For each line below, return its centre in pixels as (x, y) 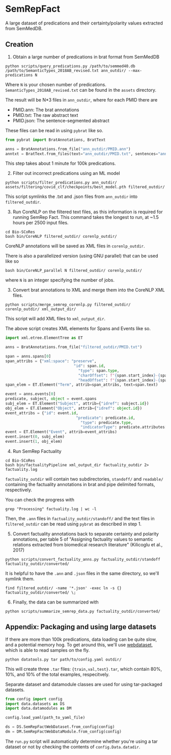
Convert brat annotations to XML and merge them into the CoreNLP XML (89, 290)
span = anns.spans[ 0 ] (28, 357)
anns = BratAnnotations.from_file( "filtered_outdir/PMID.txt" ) (74, 347)
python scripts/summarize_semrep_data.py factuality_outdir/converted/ (83, 611)
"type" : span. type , (99, 370)
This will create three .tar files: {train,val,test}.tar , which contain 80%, (84, 669)
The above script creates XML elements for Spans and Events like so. (78, 329)
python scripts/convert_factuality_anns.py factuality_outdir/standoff (83, 559)
